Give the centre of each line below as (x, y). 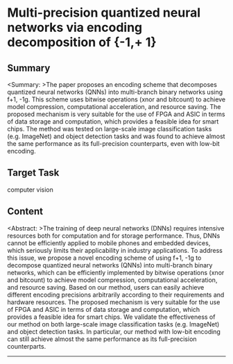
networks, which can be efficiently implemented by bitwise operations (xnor (116, 272)
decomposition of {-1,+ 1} (82, 42)
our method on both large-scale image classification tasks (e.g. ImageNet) (113, 324)
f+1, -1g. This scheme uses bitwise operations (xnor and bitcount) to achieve (116, 99)
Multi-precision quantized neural (104, 13)
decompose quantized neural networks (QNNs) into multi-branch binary (110, 265)
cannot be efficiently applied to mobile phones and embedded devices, (109, 243)
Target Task (33, 173)
